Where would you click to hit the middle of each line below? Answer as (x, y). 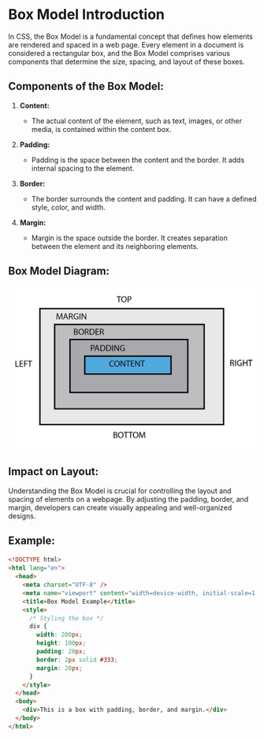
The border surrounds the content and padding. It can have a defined (144, 198)
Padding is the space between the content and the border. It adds (138, 160)
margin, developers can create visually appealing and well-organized (120, 507)
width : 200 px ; (59, 635)
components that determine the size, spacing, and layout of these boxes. (126, 62)
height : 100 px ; (61, 643)
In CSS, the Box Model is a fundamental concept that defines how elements (131, 36)
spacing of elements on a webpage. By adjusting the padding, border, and (128, 499)
